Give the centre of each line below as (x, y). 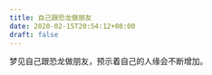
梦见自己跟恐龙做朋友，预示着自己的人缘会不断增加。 (109, 61)
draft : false (34, 34)
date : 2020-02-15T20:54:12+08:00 (72, 26)
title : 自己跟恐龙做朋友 (51, 18)
